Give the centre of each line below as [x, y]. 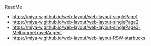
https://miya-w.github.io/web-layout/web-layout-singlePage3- [76, 27]
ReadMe [13, 7]
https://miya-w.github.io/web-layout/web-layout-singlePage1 [75, 17]
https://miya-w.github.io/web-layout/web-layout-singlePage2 [75, 22]
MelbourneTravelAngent [37, 33]
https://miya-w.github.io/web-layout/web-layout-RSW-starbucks [79, 38]
